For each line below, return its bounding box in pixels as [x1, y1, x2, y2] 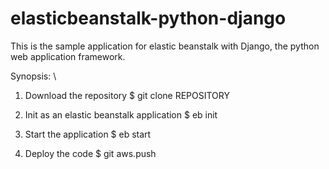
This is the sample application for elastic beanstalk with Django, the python [10, 40, 320, 52]
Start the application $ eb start [24, 128, 152, 140]
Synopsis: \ [10, 70, 57, 82]
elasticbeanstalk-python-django [10, 7, 287, 30]
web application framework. [10, 50, 126, 62]
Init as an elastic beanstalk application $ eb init [24, 108, 218, 121]
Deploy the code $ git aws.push [24, 147, 157, 159]
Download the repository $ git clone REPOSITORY [24, 89, 230, 101]
